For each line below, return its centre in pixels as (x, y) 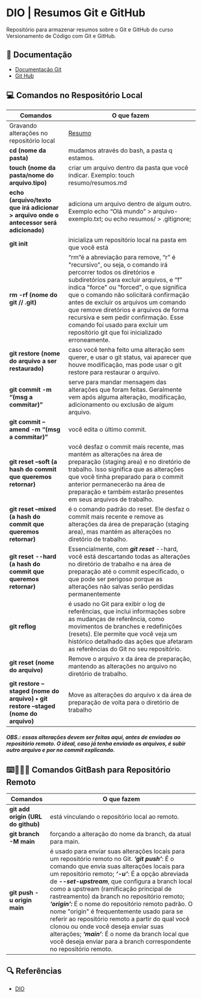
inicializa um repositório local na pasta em (127, 239)
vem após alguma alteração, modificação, (127, 397)
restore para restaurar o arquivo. (114, 372)
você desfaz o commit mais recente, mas (126, 446)
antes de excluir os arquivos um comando (127, 302)
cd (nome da (28, 150)
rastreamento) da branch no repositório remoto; (117, 896)
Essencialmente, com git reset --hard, (123, 549)
